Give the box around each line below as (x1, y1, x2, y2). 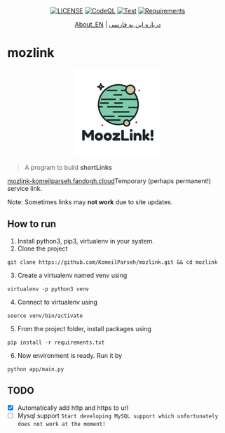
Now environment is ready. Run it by (17, 351, 123, 359)
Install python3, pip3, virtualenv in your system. (17, 237, 155, 245)
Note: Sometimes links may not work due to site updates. (7, 197, 173, 206)
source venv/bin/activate (7, 312, 83, 319)
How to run (7, 218, 57, 230)
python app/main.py (7, 366, 64, 373)
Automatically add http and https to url (17, 404, 129, 412)
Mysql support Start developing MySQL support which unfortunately (17, 411, 219, 420)
